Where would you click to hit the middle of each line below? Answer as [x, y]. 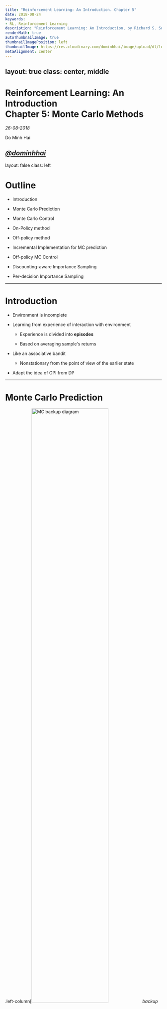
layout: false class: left [28, 165]
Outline [21, 185]
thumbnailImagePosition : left [37, 42]
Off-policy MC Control [35, 257]
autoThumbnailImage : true [32, 38]
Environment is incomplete [40, 315]
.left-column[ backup [82, 1002]
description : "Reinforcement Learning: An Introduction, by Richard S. [81, 28]
